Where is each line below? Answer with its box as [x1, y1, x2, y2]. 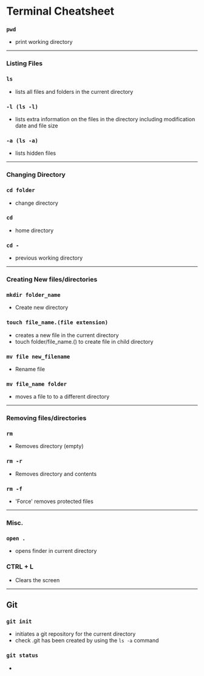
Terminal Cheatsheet [6, 4, 114, 18]
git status [6, 652, 38, 659]
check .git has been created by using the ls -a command [15, 637, 159, 644]
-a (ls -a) [6, 137, 38, 144]
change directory [15, 199, 59, 207]
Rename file [15, 365, 46, 372]
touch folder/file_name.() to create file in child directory [15, 338, 154, 345]
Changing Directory [6, 171, 66, 179]
